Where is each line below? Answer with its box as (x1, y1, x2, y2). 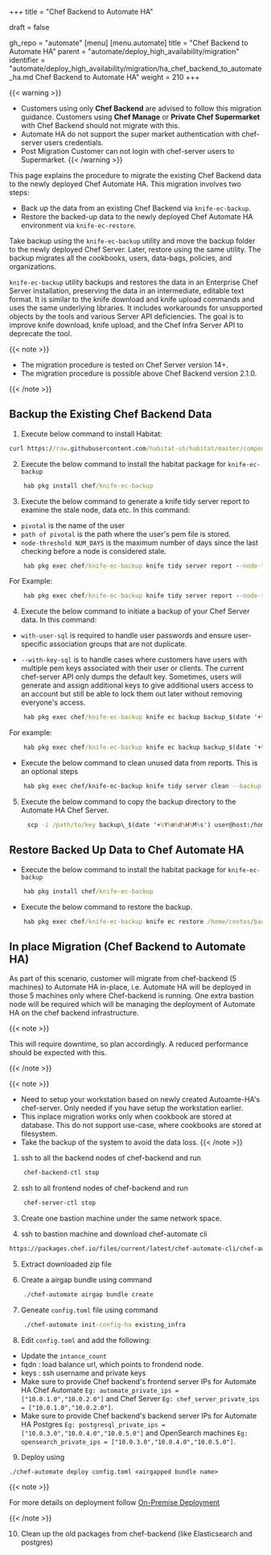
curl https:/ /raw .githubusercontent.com (9, 444, 147, 452)
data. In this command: (20, 615, 97, 625)
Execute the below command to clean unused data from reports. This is (20, 758, 258, 768)
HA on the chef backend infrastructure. (9, 1008, 139, 1018)
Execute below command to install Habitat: (20, 429, 163, 439)
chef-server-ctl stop (23, 1199, 96, 1208)
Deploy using (20, 1452, 65, 1461)
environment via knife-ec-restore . (20, 221, 136, 230)
